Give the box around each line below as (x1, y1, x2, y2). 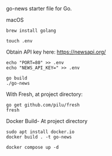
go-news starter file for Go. (6, 5, 72, 12)
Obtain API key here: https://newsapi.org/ (6, 48, 106, 55)
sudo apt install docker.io (6, 129, 75, 135)
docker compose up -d (6, 144, 59, 150)
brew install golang (6, 28, 57, 34)
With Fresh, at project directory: (6, 91, 83, 98)
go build (6, 75, 28, 81)
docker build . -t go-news (6, 134, 72, 140)
